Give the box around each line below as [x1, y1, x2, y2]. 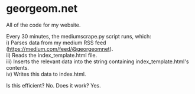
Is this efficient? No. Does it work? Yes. [6, 82, 102, 89]
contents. [6, 64, 30, 71]
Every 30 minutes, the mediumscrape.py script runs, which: [6, 33, 152, 40]
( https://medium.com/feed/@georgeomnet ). [6, 45, 113, 52]
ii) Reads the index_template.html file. [6, 51, 97, 59]
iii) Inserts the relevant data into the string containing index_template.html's [6, 58, 189, 65]
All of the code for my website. [6, 21, 81, 28]
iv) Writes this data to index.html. [6, 70, 86, 77]
